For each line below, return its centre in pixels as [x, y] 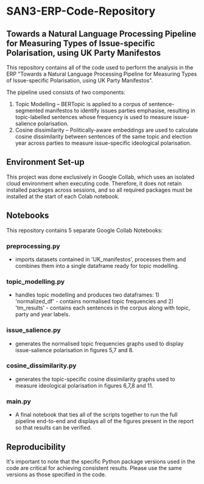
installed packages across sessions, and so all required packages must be [100, 190]
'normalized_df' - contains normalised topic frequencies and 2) [94, 302]
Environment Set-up [45, 162]
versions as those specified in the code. [56, 474]
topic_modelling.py [36, 281]
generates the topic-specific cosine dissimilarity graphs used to [95, 379]
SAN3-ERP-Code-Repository [81, 11]
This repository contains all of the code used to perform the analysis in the [100, 67]
